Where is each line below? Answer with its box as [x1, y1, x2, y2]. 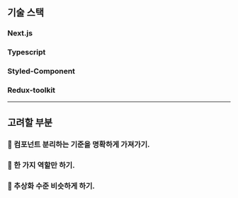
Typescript [7, 47, 46, 57]
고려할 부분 [7, 116, 53, 129]
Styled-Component [7, 66, 76, 76]
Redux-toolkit [7, 86, 55, 95]
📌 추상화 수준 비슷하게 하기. [7, 181, 96, 191]
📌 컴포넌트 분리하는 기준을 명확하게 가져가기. [7, 139, 150, 149]
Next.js [7, 28, 33, 38]
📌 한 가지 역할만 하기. [7, 160, 76, 170]
